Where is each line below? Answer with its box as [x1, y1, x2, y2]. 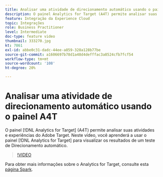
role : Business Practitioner [5, 25, 64, 30]
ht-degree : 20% [5, 66, 36, 71]
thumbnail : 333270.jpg [5, 39, 51, 44]
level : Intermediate [5, 29, 47, 34]
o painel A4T [5, 111, 58, 122]
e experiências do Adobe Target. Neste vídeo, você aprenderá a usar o [5, 132, 147, 138]
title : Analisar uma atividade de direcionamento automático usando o [5, 7, 151, 12]
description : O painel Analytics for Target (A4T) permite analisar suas [5, 12, 158, 16]
